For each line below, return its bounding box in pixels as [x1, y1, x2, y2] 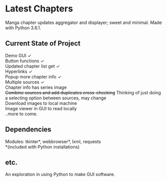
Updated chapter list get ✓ [5, 63, 60, 69]
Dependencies [5, 125, 51, 134]
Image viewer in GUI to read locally [5, 105, 77, 111]
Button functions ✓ [5, 58, 45, 64]
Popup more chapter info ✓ [5, 73, 62, 80]
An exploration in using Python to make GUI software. [5, 172, 116, 178]
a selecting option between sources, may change [5, 95, 106, 101]
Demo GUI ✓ [5, 52, 31, 58]
